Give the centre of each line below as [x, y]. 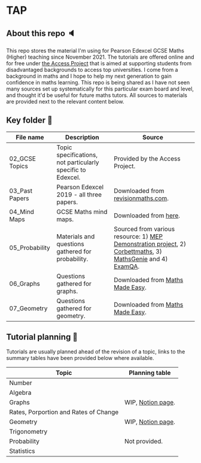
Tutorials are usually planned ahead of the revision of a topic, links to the [96, 352]
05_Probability [30, 247]
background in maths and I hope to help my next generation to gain [89, 76]
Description [82, 137]
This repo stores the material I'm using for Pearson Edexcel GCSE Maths [95, 51]
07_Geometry [28, 308]
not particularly [78, 162]
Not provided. [144, 441]
